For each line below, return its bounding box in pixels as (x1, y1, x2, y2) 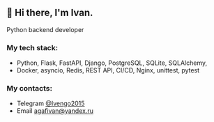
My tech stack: (6, 43, 59, 52)
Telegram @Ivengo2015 (16, 99, 85, 108)
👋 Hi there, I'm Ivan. (6, 7, 93, 19)
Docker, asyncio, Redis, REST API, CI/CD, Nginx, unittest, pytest (16, 66, 200, 75)
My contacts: (6, 84, 53, 93)
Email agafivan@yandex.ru (16, 107, 93, 115)
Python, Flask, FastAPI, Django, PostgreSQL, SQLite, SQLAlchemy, (16, 59, 207, 67)
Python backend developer (6, 25, 84, 33)
